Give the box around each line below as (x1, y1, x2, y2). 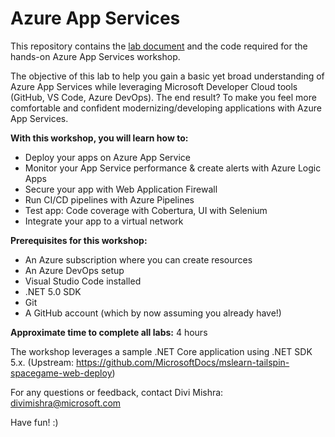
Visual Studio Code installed (24, 275, 142, 287)
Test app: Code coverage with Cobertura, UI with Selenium (24, 204, 268, 216)
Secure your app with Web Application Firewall (24, 183, 218, 195)
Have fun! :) (10, 416, 59, 428)
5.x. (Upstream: (10, 356, 75, 368)
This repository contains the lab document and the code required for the (10, 40, 308, 52)
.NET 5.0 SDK (24, 285, 82, 297)
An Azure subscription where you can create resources (24, 253, 253, 266)
